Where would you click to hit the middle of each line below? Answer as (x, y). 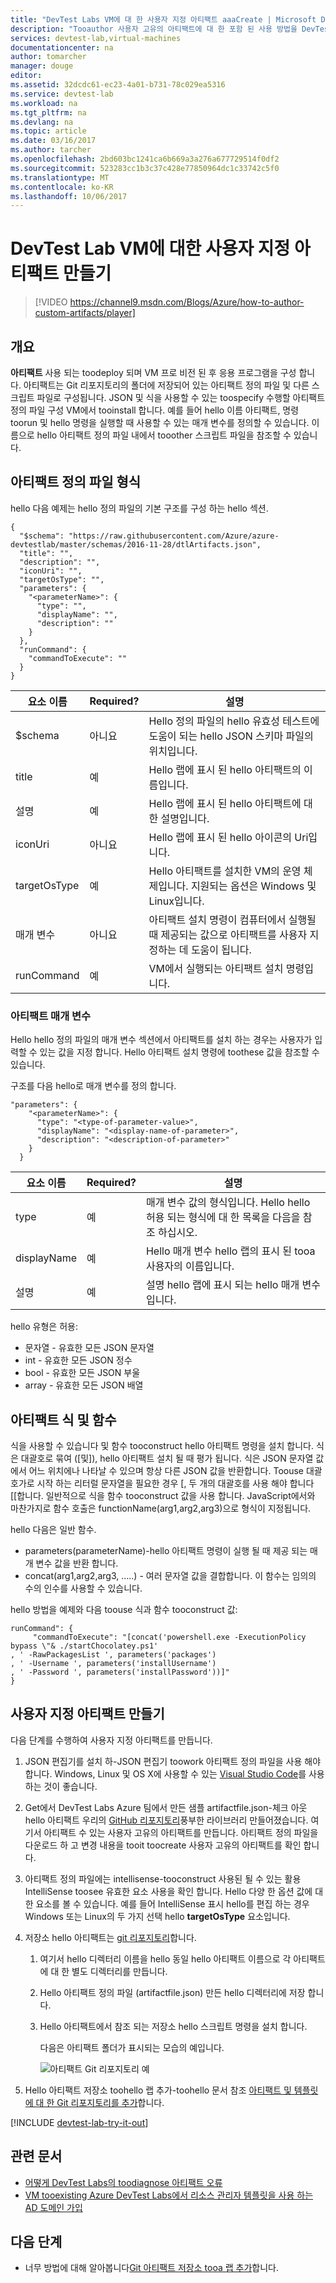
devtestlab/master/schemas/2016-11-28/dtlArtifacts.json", (136, 544)
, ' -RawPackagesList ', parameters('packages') (113, 1654)
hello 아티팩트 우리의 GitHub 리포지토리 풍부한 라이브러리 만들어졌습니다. (166, 1820)
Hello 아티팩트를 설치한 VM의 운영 (225, 871)
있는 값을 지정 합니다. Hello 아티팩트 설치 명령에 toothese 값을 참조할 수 (179, 1052)
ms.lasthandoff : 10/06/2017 (69, 196)
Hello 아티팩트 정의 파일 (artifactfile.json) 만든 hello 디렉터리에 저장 (172, 1992)
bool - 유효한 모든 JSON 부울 (82, 1373)
